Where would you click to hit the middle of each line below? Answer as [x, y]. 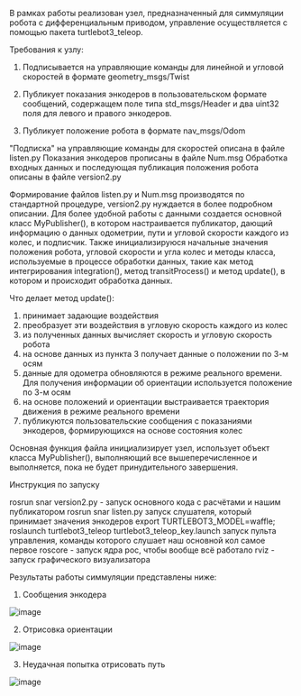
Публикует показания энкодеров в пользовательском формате [145, 94]
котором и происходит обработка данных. [91, 280]
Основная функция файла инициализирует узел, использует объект [140, 448]
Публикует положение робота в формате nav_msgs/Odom [134, 131]
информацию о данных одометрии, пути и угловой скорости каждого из [149, 233]
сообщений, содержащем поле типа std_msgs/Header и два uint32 [150, 104]
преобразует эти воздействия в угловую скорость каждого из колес [155, 325]
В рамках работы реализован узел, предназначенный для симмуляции [146, 13]
